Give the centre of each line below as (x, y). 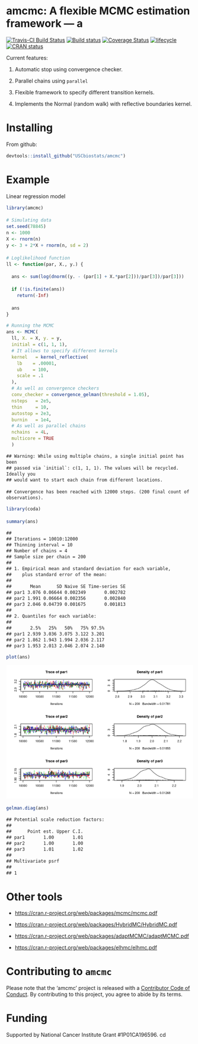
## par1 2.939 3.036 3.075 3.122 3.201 (55, 634)
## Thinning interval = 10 (39, 545)
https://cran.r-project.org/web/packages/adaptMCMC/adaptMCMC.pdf (102, 936)
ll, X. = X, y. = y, (37, 338)
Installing (30, 128)
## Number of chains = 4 (37, 551)
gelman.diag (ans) (28, 808)
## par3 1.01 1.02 (45, 850)
